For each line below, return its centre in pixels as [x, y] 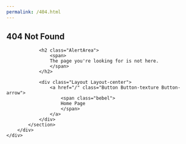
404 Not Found [36, 37]
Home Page [73, 104]
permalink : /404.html [34, 12]
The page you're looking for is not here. [104, 61]
